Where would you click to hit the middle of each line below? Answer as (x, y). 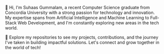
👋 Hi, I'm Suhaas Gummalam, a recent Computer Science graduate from (78, 7)
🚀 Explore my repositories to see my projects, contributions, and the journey (82, 37)
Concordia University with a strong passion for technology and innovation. (80, 13)
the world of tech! (23, 47)
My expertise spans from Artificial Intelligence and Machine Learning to (77, 18)
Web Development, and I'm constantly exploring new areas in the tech (88, 23)
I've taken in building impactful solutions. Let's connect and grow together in (82, 42)
